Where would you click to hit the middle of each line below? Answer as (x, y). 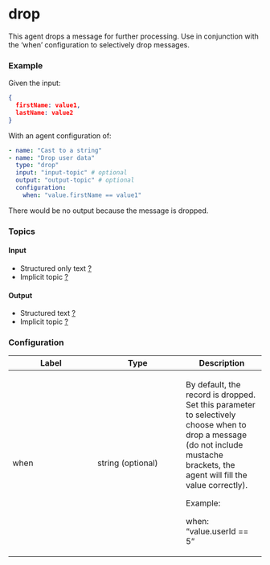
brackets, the (211, 465)
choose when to (216, 425)
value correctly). (217, 485)
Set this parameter (221, 405)
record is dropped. (221, 395)
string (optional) (128, 463)
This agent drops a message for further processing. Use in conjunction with (133, 36)
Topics (22, 231)
